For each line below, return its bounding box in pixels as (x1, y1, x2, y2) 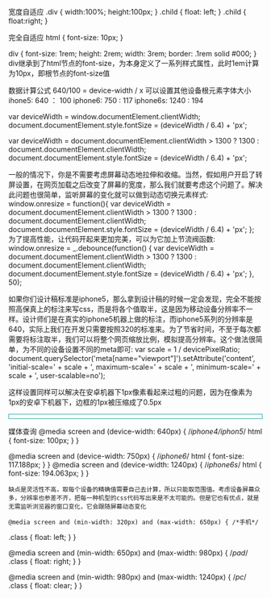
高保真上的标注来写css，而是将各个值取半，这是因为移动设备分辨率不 (15, 305, 246, 314)
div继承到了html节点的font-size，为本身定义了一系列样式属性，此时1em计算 (8, 59, 260, 68)
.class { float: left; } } (8, 533, 77, 542)
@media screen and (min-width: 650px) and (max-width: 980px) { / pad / (8, 548, 248, 558)
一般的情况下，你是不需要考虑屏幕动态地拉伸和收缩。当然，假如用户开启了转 (8, 170, 263, 179)
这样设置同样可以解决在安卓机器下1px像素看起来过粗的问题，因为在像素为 (8, 388, 252, 397)
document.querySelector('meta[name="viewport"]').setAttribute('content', (8, 354, 256, 363)
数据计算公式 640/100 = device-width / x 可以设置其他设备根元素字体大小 (8, 85, 252, 95)
